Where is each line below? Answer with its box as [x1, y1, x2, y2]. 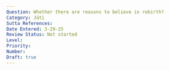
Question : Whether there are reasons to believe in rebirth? [6, 9, 165, 15]
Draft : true [6, 54, 36, 60]
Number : [6, 49, 26, 55]
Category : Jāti [6, 15, 45, 21]
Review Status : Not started [6, 32, 78, 38]
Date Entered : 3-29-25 [6, 26, 64, 32]
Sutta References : [6, 20, 53, 26]
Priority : [6, 43, 32, 49]
